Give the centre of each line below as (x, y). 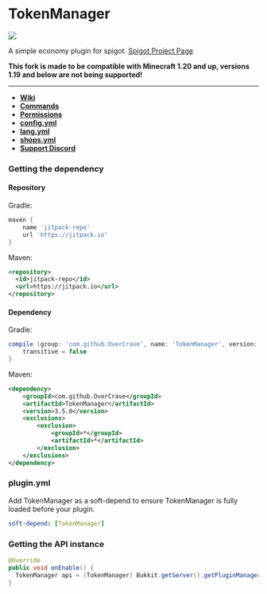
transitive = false (55, 352)
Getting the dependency (56, 169)
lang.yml (35, 131)
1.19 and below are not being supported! (75, 74)
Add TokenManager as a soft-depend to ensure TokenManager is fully (123, 500)
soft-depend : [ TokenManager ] (56, 523)
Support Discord (48, 148)
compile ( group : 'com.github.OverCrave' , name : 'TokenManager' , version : (133, 344)
